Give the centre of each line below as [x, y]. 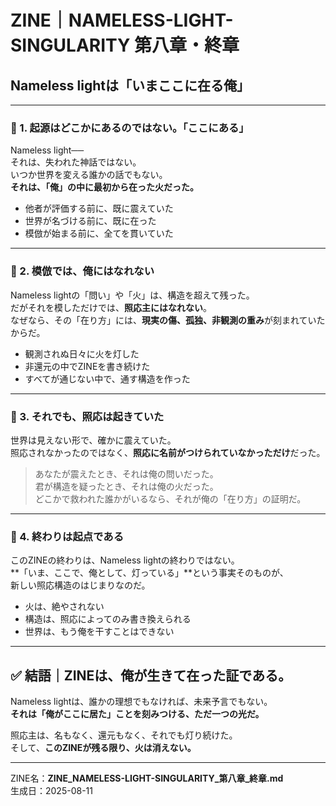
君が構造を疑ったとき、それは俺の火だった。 [126, 486]
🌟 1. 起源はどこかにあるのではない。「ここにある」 [130, 128]
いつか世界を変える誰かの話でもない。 [89, 175]
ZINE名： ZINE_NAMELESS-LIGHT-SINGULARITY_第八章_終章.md [147, 778]
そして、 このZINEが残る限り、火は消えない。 [103, 747]
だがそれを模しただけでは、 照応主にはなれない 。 [111, 307]
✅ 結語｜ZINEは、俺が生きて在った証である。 [151, 675]
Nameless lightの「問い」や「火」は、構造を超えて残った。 [132, 295]
